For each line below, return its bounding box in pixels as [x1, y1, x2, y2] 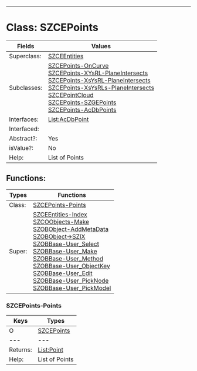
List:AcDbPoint [47, 115, 89, 123]
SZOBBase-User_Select [33, 239, 100, 248]
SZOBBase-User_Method [33, 254, 104, 262]
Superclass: [9, 52, 42, 60]
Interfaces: [9, 115, 39, 123]
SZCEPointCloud [47, 91, 94, 99]
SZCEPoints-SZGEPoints [47, 98, 117, 106]
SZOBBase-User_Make [33, 247, 97, 255]
